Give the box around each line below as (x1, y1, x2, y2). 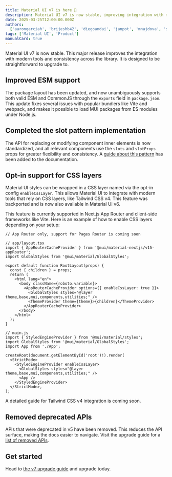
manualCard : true (5, 36, 42, 42)
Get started (5, 452, 42, 461)
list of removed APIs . (5, 437, 49, 444)
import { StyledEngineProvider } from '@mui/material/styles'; (5, 335, 143, 340)
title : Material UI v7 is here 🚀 (5, 7, 77, 13)
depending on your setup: (5, 222, 60, 228)
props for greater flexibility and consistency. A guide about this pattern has (5, 151, 163, 157)
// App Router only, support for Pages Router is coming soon (5, 232, 141, 237)
